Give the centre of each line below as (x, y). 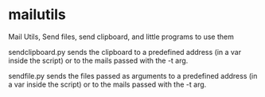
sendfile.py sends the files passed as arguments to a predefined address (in (133, 76)
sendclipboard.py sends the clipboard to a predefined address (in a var (125, 52)
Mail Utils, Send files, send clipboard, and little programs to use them (121, 37)
